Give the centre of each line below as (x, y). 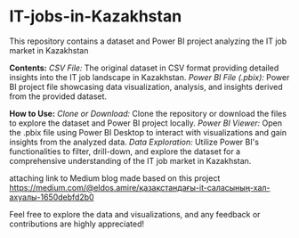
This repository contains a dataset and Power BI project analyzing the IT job (148, 41)
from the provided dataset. (58, 96)
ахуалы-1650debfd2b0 (52, 197)
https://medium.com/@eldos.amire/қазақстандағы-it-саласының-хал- (140, 187)
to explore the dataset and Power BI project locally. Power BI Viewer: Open (146, 123)
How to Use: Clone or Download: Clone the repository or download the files (148, 113)
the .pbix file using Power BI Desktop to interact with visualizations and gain (148, 132)
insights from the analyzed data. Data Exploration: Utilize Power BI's (134, 142)
